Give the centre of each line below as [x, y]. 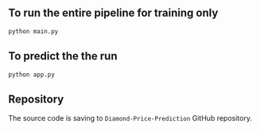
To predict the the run [63, 56]
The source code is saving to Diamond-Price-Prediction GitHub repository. [130, 118]
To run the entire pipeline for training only [113, 13]
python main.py [33, 31]
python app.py [32, 75]
